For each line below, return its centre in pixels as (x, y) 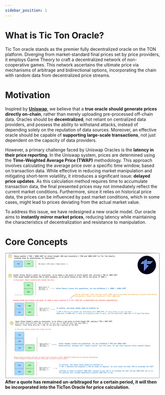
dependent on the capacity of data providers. (51, 140)
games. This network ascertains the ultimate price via (84, 65)
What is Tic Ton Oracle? (55, 35)
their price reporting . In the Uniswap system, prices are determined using (80, 155)
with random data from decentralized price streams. (58, 75)
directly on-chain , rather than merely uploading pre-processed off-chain (79, 114)
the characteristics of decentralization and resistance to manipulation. (76, 222)
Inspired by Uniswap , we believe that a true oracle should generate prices (81, 109)
